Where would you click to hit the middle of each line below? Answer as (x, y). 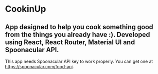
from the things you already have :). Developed (78, 34)
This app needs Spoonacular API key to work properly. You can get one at (79, 61)
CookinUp (26, 9)
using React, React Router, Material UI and (70, 42)
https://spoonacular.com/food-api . (40, 66)
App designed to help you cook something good (79, 27)
